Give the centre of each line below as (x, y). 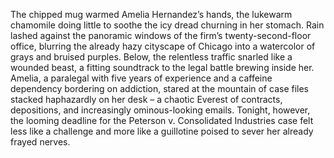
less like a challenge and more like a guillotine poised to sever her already (162, 131)
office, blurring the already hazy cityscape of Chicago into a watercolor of (163, 46)
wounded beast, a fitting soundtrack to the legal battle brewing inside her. (162, 67)
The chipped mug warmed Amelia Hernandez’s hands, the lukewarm (151, 14)
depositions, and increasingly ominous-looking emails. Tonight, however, (160, 110)
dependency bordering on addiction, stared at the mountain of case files (159, 88)
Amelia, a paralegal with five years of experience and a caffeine (141, 78)
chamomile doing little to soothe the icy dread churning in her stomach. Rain (167, 25)
